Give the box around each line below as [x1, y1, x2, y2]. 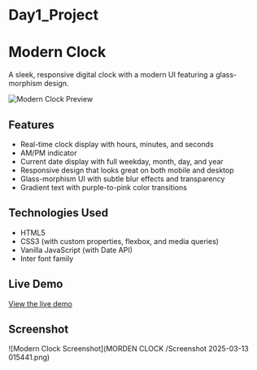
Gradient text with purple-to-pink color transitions [20, 182, 187, 192]
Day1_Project [8, 6, 99, 24]
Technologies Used [8, 206, 108, 220]
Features [8, 118, 54, 132]
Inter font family [20, 254, 74, 263]
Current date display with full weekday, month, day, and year [20, 156, 224, 166]
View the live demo [8, 298, 73, 308]
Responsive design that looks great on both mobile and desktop [20, 165, 234, 175]
